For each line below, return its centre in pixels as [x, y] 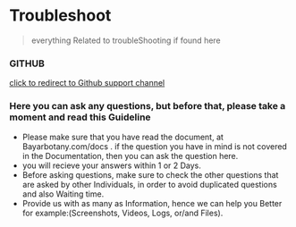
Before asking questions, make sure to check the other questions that [150, 174]
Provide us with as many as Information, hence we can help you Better [152, 203]
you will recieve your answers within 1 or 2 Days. [111, 165]
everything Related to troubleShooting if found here [126, 40]
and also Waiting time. [63, 194]
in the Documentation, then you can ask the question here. [130, 156]
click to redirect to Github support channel [87, 83]
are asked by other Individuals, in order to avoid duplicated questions [149, 184]
